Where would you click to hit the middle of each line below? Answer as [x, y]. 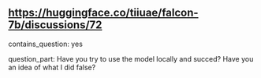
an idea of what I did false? [52, 67]
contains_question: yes [45, 44]
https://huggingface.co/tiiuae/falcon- [103, 13]
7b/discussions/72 [55, 25]
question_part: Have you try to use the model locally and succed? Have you [131, 58]
